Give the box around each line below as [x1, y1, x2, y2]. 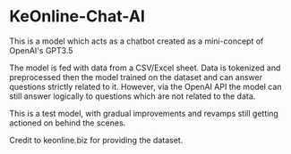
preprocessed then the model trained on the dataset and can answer [9, 71, 262, 82]
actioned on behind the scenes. [9, 118, 126, 128]
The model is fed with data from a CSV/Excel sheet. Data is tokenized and [9, 62, 281, 73]
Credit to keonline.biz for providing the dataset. [9, 134, 184, 145]
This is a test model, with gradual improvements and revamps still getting [9, 108, 279, 118]
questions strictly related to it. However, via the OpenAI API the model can [9, 81, 282, 92]
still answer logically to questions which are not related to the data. [9, 91, 256, 101]
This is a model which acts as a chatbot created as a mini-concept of [9, 36, 264, 46]
